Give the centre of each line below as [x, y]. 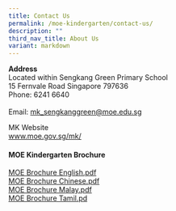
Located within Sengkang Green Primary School [88, 78]
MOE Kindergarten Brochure [57, 154]
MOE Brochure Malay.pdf [50, 190]
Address [23, 69]
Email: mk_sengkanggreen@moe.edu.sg [75, 112]
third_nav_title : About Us [54, 38]
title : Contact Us [39, 16]
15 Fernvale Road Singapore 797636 [69, 87]
